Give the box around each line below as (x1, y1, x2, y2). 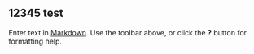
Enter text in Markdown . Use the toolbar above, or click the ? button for (8, 27, 247, 37)
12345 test (8, 6, 63, 20)
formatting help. (8, 36, 63, 46)
